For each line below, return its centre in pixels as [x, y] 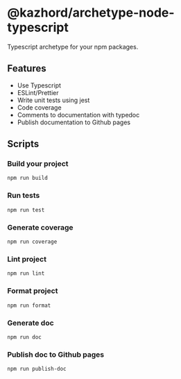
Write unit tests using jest [53, 100]
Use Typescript [39, 85]
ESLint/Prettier [38, 92]
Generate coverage [40, 227]
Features [27, 68]
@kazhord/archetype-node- [91, 13]
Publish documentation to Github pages [74, 122]
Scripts [23, 144]
